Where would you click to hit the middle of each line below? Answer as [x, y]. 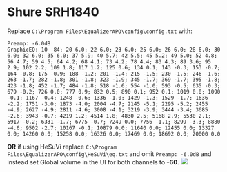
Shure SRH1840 [53, 12]
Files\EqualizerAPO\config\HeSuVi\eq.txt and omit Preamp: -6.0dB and [109, 154]
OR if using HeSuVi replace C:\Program [62, 147]
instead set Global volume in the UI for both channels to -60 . [93, 162]
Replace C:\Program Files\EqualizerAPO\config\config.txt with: [100, 31]
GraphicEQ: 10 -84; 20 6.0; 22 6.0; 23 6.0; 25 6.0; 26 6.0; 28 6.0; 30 [114, 50]
